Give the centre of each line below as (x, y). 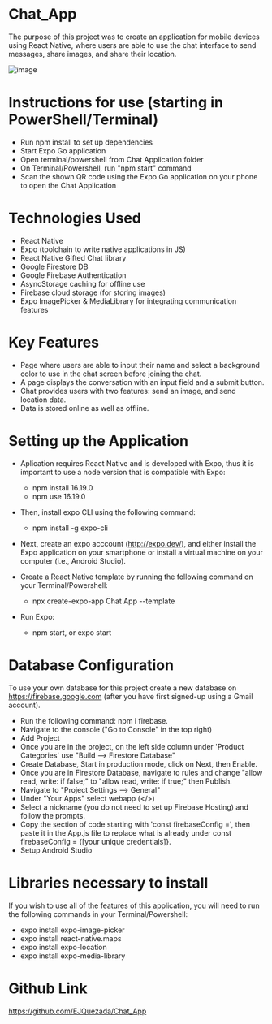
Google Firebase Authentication (73, 275)
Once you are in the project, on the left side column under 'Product (132, 746)
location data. (43, 400)
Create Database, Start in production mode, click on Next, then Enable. (139, 763)
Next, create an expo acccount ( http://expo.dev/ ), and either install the (138, 543)
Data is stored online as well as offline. (84, 408)
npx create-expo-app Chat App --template (104, 601)
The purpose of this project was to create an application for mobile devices (134, 37)
